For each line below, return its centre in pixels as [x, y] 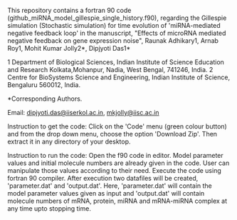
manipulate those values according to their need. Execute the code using [115, 170]
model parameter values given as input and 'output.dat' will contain [106, 193]
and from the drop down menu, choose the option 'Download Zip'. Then [112, 134]
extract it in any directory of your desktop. [69, 141]
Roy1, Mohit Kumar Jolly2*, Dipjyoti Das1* [69, 48]
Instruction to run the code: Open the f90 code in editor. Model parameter [116, 155]
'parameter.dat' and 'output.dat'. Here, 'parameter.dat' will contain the [110, 186]
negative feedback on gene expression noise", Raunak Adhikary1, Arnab [113, 41]
